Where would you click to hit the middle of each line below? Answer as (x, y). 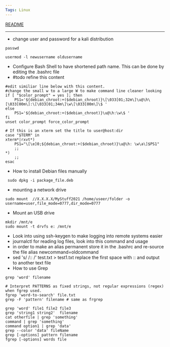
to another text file (32, 263)
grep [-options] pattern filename (42, 335)
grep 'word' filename (28, 277)
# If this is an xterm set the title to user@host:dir (64, 131)
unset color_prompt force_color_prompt (47, 122)
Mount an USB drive (33, 212)
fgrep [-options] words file (36, 339)
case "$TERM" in (22, 135)
